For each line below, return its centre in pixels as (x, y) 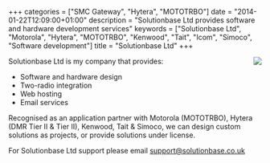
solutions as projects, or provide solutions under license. (102, 135)
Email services (44, 102)
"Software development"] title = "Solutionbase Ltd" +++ (101, 46)
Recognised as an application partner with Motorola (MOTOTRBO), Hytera (131, 118)
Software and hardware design (71, 77)
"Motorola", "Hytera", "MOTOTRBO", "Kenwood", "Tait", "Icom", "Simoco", (131, 37)
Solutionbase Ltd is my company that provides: (86, 61)
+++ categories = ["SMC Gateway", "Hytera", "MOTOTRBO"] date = (121, 12)
